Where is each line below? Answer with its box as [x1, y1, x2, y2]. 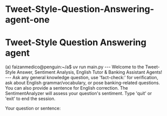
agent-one [5, 14, 50, 25]
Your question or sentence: [5, 106, 61, 112]
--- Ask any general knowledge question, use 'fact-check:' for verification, [5, 75, 159, 81]
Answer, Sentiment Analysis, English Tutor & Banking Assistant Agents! [16, 69, 163, 75]
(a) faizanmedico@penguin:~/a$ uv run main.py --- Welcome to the [5, 64, 145, 70]
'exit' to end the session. [5, 96, 56, 102]
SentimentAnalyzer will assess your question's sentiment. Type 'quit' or [5, 91, 152, 97]
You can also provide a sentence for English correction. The [5, 85, 128, 91]
